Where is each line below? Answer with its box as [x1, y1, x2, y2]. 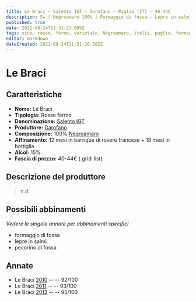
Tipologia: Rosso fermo [14, 111, 72, 118]
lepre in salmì [14, 238, 47, 245]
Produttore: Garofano [14, 124, 67, 131]
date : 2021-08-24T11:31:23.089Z [6, 25, 85, 31]
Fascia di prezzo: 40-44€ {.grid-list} [14, 155, 103, 162]
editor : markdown [6, 36, 48, 42]
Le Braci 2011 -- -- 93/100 [14, 282, 77, 290]
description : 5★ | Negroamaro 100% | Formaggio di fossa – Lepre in [6, 14, 176, 20]
